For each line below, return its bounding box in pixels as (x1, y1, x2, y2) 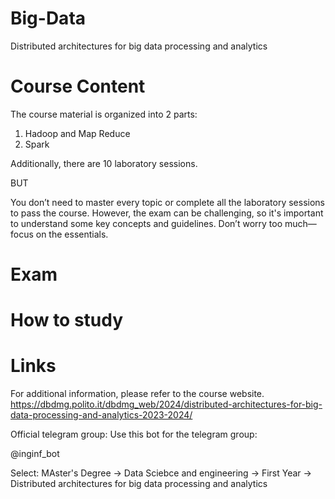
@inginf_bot (10, 448, 60, 460)
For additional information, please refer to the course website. (10, 388, 265, 400)
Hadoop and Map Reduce (24, 127, 131, 139)
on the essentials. (35, 228, 109, 240)
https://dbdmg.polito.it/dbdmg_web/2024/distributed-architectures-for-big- (10, 398, 323, 411)
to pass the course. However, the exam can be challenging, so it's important (10, 207, 324, 219)
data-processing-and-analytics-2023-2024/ (10, 409, 193, 421)
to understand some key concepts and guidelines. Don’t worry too (10, 217, 283, 229)
